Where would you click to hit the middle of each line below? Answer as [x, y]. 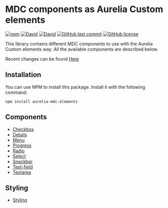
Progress [22, 145]
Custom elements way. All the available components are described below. [82, 49]
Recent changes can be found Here [42, 59]
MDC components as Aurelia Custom [84, 9]
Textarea [22, 172]
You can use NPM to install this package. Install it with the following [75, 87]
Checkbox [23, 129]
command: [16, 92]
